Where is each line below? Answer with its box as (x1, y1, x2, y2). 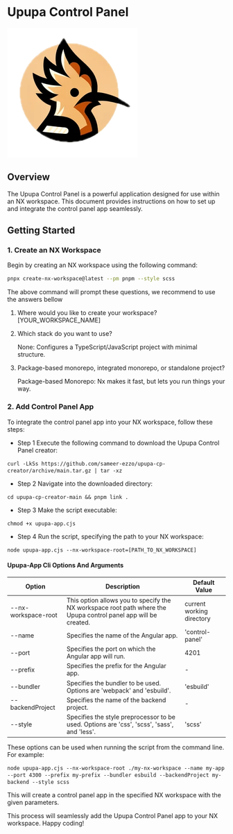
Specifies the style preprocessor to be (66, 713, 175, 722)
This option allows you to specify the (66, 596, 171, 604)
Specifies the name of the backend (66, 695, 166, 704)
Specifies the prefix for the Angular (66, 662, 166, 670)
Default (193, 579, 215, 587)
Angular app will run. (66, 652, 126, 661)
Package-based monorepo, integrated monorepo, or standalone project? (17, 364, 225, 372)
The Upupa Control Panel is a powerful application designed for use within (7, 189, 220, 198)
